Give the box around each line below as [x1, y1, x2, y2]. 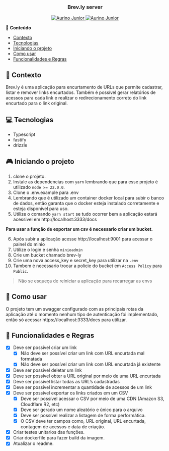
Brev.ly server [67, 4, 103, 11]
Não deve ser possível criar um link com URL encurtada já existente [20, 361, 161, 367]
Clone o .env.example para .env [13, 189, 79, 195]
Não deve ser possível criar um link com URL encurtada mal [20, 350, 145, 357]
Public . [13, 268, 28, 274]
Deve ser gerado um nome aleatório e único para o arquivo [20, 407, 143, 413]
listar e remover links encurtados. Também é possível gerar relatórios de [6, 89, 156, 95]
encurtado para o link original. [6, 100, 68, 107]
